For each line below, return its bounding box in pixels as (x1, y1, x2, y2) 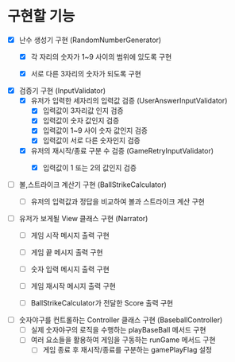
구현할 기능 (7, 7, 75, 25)
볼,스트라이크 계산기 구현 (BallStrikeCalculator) (18, 180, 168, 189)
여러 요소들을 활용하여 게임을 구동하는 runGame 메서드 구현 (30, 335, 216, 344)
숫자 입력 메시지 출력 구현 (30, 264, 110, 274)
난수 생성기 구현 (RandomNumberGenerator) (18, 35, 162, 45)
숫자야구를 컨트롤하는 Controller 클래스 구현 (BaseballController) (18, 315, 223, 325)
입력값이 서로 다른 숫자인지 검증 (42, 136, 141, 146)
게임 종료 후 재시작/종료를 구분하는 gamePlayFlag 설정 (42, 345, 212, 355)
